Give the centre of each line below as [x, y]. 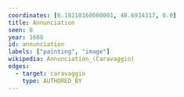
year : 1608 [26, 37]
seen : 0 [21, 30]
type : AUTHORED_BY [52, 81]
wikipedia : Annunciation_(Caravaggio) [71, 59]
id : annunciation [36, 45]
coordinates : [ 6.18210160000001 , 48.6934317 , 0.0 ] [92, 15]
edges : [19, 66]
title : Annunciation [42, 23]
